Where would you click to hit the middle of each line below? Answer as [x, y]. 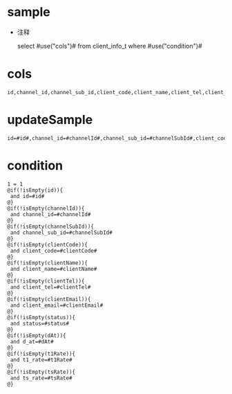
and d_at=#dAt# [32, 341]
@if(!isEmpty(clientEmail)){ [49, 299]
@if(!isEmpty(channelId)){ [46, 208]
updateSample [50, 120]
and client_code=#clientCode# [54, 251]
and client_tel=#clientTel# [50, 287]
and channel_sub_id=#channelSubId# [61, 233]
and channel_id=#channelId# [50, 214]
